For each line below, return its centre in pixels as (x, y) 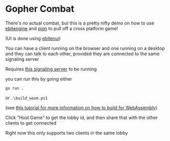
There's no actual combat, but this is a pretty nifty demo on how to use (80, 23)
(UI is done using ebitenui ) (33, 38)
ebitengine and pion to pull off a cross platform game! (62, 28)
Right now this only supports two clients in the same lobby (67, 133)
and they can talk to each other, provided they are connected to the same (82, 54)
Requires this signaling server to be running (51, 69)
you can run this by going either (39, 79)
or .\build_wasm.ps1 (27, 98)
